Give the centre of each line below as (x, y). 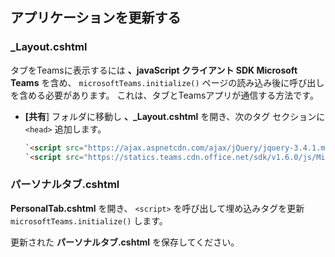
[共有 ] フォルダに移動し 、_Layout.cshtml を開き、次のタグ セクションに (175, 116)
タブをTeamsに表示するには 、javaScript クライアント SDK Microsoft (154, 70)
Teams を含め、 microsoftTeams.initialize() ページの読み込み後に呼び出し (167, 82)
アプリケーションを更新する (96, 18)
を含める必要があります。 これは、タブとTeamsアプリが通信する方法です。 (164, 95)
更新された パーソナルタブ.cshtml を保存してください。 (125, 242)
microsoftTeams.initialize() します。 (89, 220)
